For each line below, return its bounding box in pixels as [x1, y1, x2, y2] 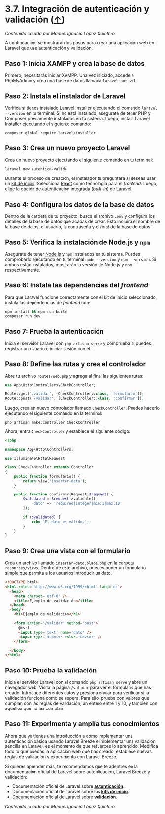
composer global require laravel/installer [5, 130, 96, 135]
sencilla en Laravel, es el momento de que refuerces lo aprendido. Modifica [5, 743, 159, 749]
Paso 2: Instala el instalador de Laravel [5, 92, 126, 101]
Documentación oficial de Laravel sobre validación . [12, 794, 117, 800]
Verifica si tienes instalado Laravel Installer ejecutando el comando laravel [5, 105, 158, 111]
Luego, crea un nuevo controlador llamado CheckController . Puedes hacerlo [5, 405, 160, 411]
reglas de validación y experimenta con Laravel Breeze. [5, 753, 118, 760]
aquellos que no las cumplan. [5, 706, 65, 711]
